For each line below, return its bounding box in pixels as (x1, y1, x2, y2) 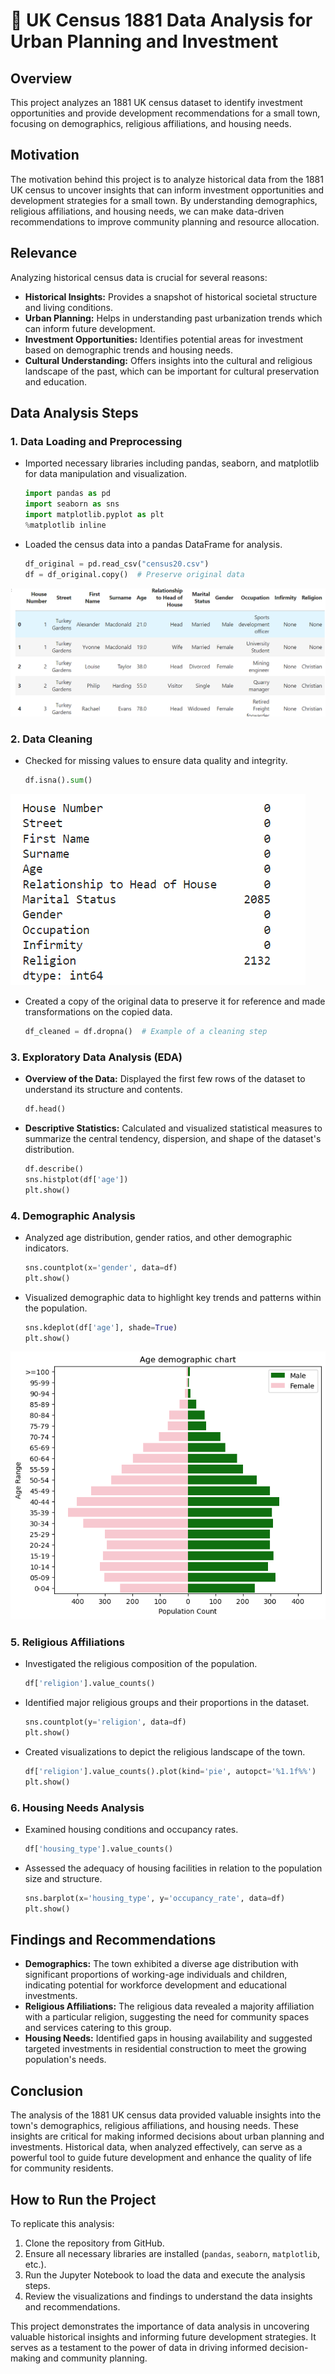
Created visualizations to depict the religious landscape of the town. (24, 1745, 306, 1758)
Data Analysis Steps (10, 405, 139, 422)
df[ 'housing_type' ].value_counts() (24, 1844, 174, 1854)
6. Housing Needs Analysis (10, 1800, 145, 1814)
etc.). (24, 2258, 47, 2270)
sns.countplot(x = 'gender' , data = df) (24, 1262, 178, 1273)
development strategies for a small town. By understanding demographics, (10, 194, 318, 206)
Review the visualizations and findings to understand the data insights (24, 2290, 313, 2302)
